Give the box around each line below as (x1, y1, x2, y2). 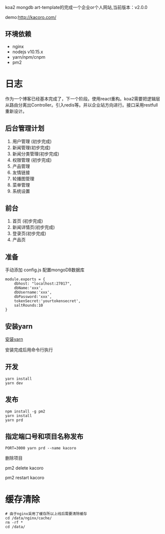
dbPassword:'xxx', (14, 294, 52, 300)
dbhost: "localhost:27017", (14, 281, 72, 286)
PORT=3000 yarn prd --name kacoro (5, 446, 77, 451)
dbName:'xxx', (14, 286, 43, 291)
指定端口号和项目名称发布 (5, 432, 83, 441)
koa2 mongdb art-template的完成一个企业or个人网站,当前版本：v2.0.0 (5, 4, 148, 10)
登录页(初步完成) (12, 230, 47, 236)
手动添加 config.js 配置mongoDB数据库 (5, 267, 85, 273)
